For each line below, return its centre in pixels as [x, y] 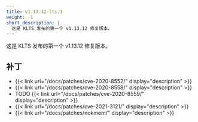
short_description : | [33, 23]
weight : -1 [20, 17]
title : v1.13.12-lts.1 [34, 12]
